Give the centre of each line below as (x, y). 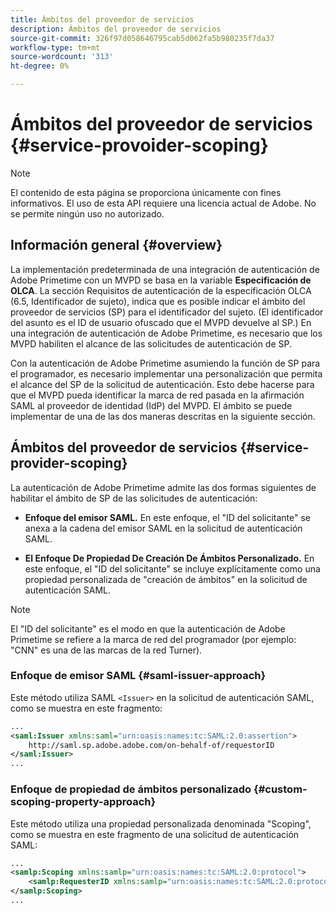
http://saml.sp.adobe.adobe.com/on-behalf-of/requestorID (151, 745)
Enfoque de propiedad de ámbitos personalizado (131, 789)
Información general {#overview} (116, 245)
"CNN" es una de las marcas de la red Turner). (106, 650)
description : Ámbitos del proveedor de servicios (116, 29)
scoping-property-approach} (83, 802)
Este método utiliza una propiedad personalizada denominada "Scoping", (161, 823)
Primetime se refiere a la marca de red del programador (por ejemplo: (153, 639)
